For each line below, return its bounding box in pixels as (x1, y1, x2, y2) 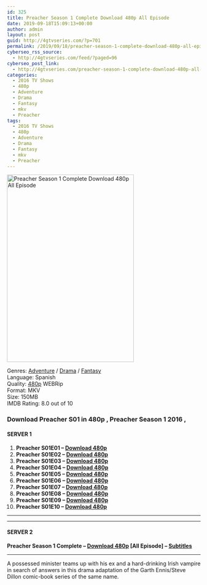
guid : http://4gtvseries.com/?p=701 (7, 37, 101, 44)
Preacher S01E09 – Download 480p (15, 496, 109, 504)
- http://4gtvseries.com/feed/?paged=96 (12, 55, 117, 61)
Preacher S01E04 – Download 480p (15, 463, 109, 471)
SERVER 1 (7, 430, 33, 438)
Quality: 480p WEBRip (7, 380, 63, 388)
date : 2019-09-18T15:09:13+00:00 (7, 20, 93, 26)
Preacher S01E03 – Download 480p (15, 457, 109, 465)
